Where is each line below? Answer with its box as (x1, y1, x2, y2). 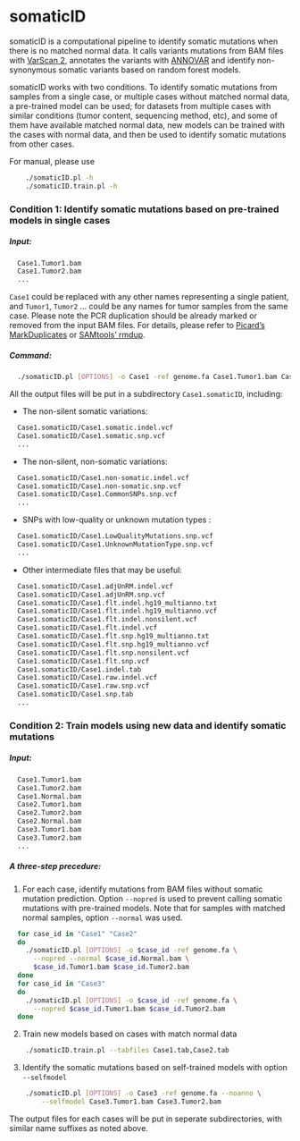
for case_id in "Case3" (17, 979, 105, 988)
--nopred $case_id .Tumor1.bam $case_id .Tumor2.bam (32, 1004, 226, 1013)
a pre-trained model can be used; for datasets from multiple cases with (9, 100, 271, 111)
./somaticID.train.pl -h (25, 182, 118, 190)
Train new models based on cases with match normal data (21, 1028, 237, 1039)
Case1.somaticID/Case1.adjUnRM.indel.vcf (17, 581, 174, 591)
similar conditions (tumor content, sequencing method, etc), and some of (9, 110, 279, 121)
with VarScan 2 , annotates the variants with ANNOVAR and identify (9, 55, 256, 65)
